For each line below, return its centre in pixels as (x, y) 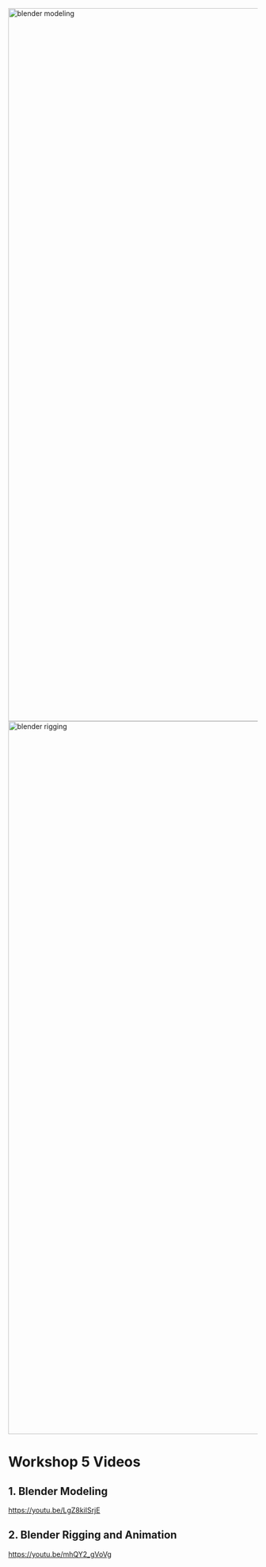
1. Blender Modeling (58, 1491)
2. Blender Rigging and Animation (93, 1535)
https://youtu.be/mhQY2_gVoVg (60, 1554)
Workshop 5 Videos (74, 1462)
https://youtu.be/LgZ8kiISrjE (54, 1510)
